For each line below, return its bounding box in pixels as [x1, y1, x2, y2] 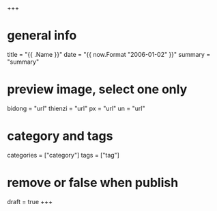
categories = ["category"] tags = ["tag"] [7, 151, 119, 159]
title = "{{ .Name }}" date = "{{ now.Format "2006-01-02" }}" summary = [7, 50, 211, 58]
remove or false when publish [7, 175, 179, 190]
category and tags [7, 128, 113, 144]
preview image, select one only [7, 82, 188, 97]
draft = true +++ [7, 197, 53, 206]
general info [7, 28, 77, 43]
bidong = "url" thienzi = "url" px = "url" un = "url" [7, 104, 145, 112]
